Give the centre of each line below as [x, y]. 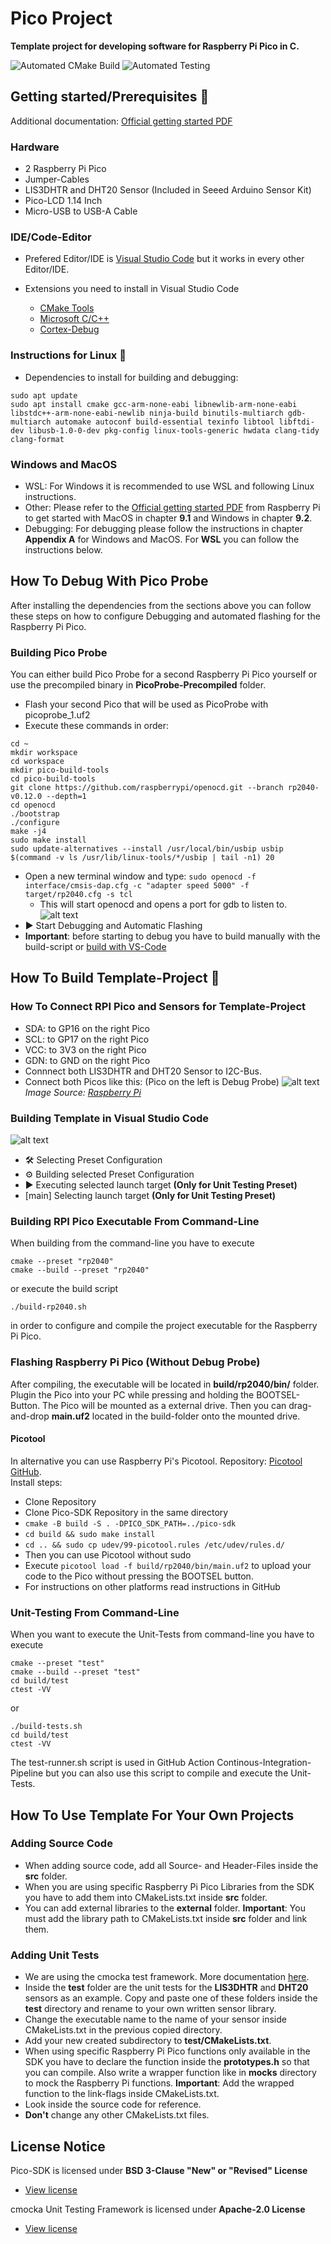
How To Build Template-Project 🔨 [115, 978]
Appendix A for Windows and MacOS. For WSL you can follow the [162, 539]
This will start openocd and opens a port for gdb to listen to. [163, 904]
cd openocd [33, 805]
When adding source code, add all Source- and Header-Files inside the [171, 1865]
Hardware [35, 147]
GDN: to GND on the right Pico [87, 1060]
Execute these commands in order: [97, 726]
